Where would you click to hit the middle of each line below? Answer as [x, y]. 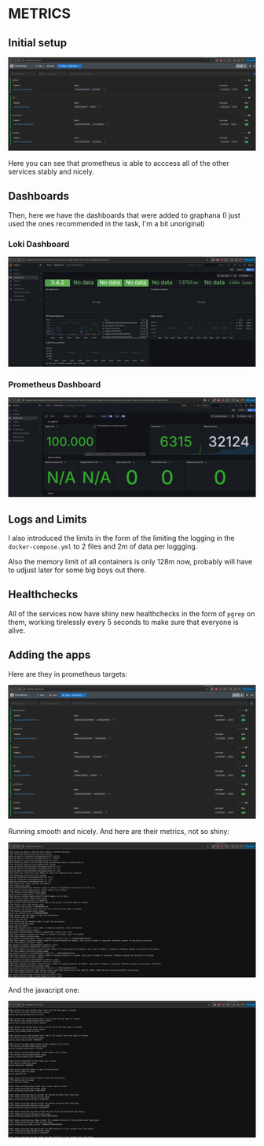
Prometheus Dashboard [54, 384]
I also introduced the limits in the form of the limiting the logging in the [121, 538]
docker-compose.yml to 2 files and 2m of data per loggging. [103, 546]
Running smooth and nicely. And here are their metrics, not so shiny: [119, 832]
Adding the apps [49, 655]
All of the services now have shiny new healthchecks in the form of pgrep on [132, 613]
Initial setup [38, 43]
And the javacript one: [44, 990]
